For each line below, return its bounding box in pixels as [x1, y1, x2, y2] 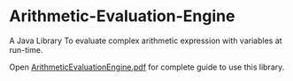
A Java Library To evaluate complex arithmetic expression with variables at [9, 35, 282, 46]
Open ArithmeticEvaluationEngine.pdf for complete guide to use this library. [9, 62, 285, 72]
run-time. [9, 44, 43, 55]
